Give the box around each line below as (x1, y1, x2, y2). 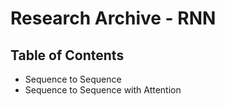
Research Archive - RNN (10, 7, 217, 30)
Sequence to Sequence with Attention (24, 84, 182, 96)
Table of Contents (10, 47, 125, 64)
